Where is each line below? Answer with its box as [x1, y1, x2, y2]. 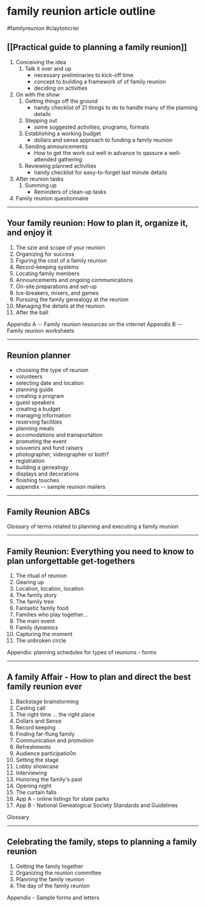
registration [15, 457, 45, 464]
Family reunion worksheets [7, 327, 75, 334]
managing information [15, 412, 71, 419]
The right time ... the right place [15, 710, 95, 718]
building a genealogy [15, 464, 69, 471]
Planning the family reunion [15, 875, 85, 883]
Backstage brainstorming [15, 698, 79, 705]
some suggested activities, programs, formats [33, 123, 150, 131]
